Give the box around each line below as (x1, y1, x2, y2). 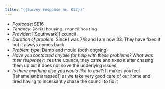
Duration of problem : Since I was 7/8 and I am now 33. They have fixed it (12, 36, 161, 42)
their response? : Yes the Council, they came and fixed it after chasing (12, 57, 154, 63)
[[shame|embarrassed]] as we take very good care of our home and (12, 73, 151, 79)
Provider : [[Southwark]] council (12, 31, 76, 37)
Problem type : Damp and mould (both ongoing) (12, 47, 108, 53)
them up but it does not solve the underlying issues (12, 62, 117, 68)
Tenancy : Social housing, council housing (12, 26, 97, 32)
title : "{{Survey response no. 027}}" (5, 7, 85, 12)
